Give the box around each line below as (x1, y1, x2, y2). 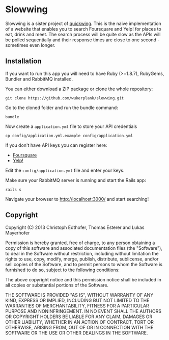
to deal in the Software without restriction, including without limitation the (5, 250, 159, 256)
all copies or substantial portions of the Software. (5, 282, 108, 288)
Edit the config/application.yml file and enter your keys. (5, 167, 125, 173)
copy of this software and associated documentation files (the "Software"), (5, 245, 163, 251)
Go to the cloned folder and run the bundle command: (5, 104, 118, 111)
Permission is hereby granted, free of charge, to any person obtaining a (5, 240, 155, 246)
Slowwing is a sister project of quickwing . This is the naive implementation (5, 20, 161, 27)
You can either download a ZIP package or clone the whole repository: (5, 86, 153, 92)
